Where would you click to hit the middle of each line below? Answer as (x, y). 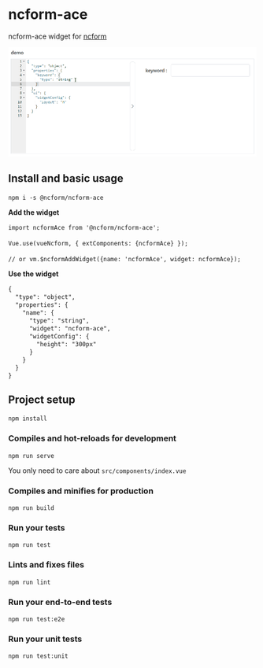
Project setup (42, 400)
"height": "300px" (67, 344)
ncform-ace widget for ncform (57, 36)
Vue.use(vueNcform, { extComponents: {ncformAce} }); (98, 243)
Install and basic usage (66, 179)
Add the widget (34, 212)
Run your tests (37, 527)
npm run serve (31, 456)
